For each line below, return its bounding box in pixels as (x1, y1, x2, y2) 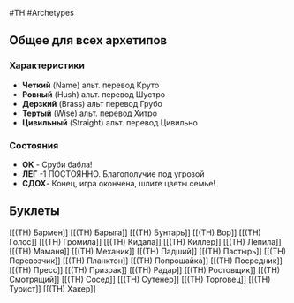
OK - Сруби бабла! (21, 159, 93, 170)
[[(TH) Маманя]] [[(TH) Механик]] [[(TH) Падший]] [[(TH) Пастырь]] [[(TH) (9, 246, 287, 256)
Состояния (9, 139, 59, 151)
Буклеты (9, 203, 60, 219)
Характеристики (9, 59, 86, 72)
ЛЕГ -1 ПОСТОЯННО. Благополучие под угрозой (21, 168, 205, 179)
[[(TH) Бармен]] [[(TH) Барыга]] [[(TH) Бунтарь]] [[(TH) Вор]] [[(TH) (9, 227, 262, 238)
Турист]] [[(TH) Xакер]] (9, 283, 96, 294)
